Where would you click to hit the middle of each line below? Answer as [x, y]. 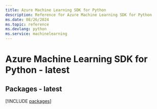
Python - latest [38, 70]
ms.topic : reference [27, 24]
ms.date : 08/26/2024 [27, 19]
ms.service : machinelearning [36, 34]
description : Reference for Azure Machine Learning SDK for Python [79, 15]
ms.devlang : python [26, 29]
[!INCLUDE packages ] [28, 101]
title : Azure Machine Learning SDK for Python [56, 10]
